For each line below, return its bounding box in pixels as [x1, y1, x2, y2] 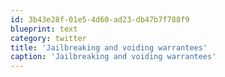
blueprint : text [10, 24, 78, 34]
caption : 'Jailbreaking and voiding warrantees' [10, 52, 217, 62]
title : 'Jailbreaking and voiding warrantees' [10, 42, 208, 53]
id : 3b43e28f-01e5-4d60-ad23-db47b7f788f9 [10, 14, 190, 25]
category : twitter [10, 33, 87, 43]
